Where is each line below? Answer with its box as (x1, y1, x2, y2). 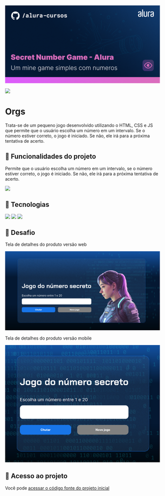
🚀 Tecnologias (5, 200, 50, 209)
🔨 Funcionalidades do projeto (5, 153, 96, 161)
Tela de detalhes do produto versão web (5, 241, 87, 247)
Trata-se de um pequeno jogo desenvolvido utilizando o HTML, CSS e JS (5, 122, 153, 128)
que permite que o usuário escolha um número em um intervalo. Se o (5, 127, 145, 133)
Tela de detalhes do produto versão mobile (5, 335, 92, 341)
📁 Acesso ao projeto (5, 472, 68, 480)
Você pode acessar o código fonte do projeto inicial (5, 485, 110, 491)
